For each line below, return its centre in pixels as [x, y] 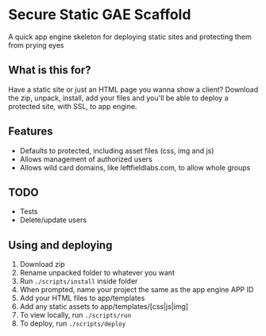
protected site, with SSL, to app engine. [73, 106]
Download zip [42, 264]
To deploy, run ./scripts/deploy [73, 323]
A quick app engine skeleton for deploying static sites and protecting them [130, 37]
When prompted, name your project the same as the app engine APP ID [137, 290]
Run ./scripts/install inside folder [79, 281]
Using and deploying [60, 245]
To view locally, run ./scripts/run [75, 315]
